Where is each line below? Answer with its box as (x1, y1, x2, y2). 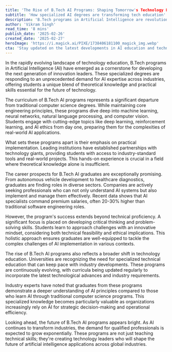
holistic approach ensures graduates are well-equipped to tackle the (5, 235, 149, 241)
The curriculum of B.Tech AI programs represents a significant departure (5, 97, 159, 103)
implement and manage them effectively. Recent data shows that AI (5, 192, 147, 199)
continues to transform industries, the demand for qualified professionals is (5, 324, 164, 331)
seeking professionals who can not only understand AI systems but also (5, 187, 157, 193)
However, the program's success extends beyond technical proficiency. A (5, 213, 161, 219)
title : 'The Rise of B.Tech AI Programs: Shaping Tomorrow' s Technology (5, 7, 164, 13)
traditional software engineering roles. (5, 203, 86, 210)
